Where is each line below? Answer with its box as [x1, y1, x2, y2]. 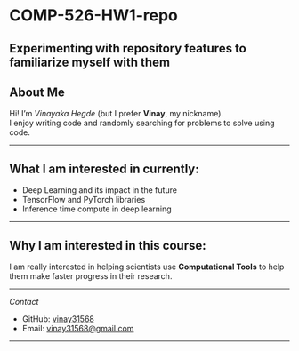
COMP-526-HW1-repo [9, 5, 178, 26]
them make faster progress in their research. [9, 271, 173, 282]
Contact [9, 297, 39, 307]
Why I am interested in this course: [9, 237, 206, 253]
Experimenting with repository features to [9, 41, 246, 56]
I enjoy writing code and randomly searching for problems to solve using [9, 117, 275, 129]
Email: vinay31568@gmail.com [21, 323, 134, 334]
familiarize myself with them [9, 54, 171, 69]
